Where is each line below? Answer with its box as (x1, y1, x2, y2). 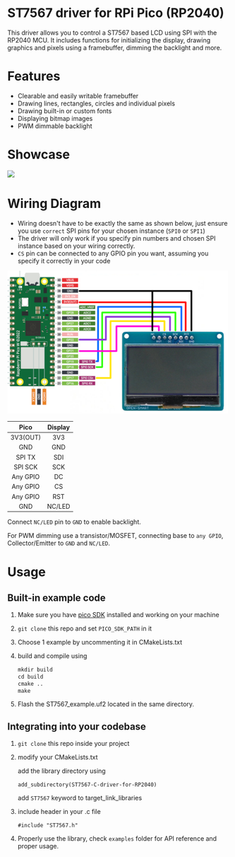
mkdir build (17, 667, 53, 674)
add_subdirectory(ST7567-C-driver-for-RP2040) (17, 781, 157, 788)
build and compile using (17, 652, 88, 660)
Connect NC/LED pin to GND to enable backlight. (7, 518, 141, 527)
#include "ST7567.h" (17, 822, 78, 829)
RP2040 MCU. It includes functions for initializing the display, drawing (7, 35, 211, 44)
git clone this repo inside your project (17, 740, 130, 748)
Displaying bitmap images (17, 114, 93, 122)
